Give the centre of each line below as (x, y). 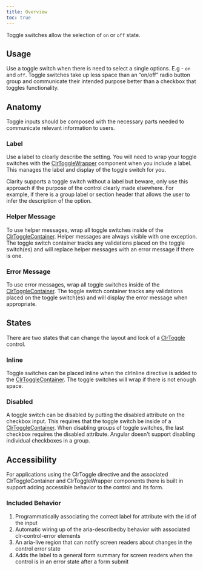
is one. (15, 256)
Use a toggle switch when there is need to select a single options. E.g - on (98, 69)
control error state (38, 548)
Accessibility (32, 460)
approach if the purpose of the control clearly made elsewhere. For (90, 188)
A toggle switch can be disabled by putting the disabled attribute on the (95, 415)
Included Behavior (34, 503)
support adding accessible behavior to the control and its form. (85, 487)
